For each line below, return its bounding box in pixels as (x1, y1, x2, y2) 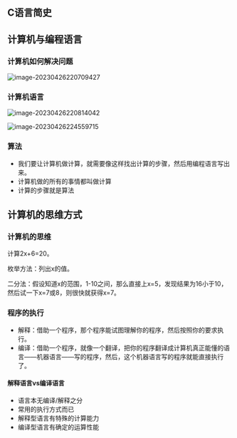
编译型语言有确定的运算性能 (17, 422, 100, 431)
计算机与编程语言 (7, 33, 83, 45)
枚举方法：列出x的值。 (7, 264, 73, 273)
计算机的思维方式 (7, 209, 83, 221)
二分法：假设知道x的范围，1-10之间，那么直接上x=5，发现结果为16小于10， (7, 280, 228, 288)
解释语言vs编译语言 (7, 379, 65, 387)
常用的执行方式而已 (17, 405, 75, 413)
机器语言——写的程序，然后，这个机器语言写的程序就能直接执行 (36, 352, 224, 361)
